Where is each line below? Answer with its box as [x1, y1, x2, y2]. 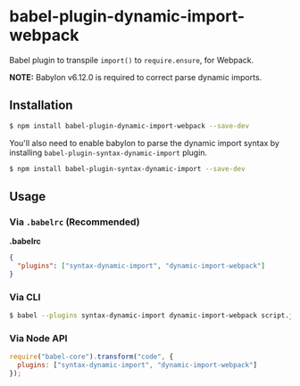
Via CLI [9, 291, 41, 303]
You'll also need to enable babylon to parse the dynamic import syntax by [9, 137, 279, 148]
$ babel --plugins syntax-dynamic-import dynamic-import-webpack [9, 311, 257, 320]
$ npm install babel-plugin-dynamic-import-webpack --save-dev [9, 121, 250, 130]
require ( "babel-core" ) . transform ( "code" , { [9, 352, 174, 362]
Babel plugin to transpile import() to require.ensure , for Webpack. [9, 54, 254, 65]
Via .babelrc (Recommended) [9, 216, 140, 228]
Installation [9, 98, 73, 113]
